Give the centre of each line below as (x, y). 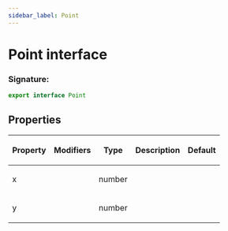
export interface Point (47, 95)
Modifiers (73, 150)
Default (202, 150)
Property (29, 150)
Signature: (29, 79)
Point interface (58, 54)
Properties (35, 120)
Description (158, 150)
